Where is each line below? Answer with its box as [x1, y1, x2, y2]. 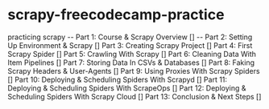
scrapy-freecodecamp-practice [7, 6, 225, 24]
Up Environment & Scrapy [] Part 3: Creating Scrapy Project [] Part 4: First [7, 40, 253, 50]
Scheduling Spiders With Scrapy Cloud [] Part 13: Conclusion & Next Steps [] [7, 91, 262, 101]
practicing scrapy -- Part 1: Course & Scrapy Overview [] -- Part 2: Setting [7, 32, 253, 42]
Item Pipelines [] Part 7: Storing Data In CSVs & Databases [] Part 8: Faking [7, 58, 255, 67]
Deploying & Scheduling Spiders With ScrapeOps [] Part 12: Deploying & [7, 83, 246, 93]
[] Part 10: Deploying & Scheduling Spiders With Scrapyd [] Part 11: [7, 75, 227, 84]
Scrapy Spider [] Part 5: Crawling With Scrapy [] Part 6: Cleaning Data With [7, 49, 257, 59]
